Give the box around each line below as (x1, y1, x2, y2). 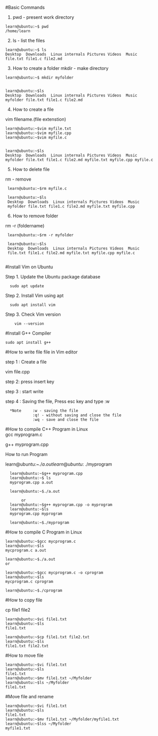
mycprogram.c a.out (5, 548, 47, 553)
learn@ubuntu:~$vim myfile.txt (5, 126, 72, 131)
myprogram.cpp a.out (10, 480, 53, 485)
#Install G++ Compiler (5, 330, 52, 336)
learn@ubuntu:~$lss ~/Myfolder (5, 721, 72, 726)
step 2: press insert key (5, 378, 54, 385)
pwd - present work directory (12, 14, 75, 20)
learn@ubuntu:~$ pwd (5, 24, 49, 29)
